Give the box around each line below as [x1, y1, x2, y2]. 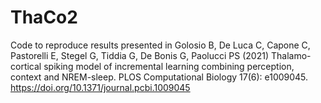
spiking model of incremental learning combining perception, [43, 60, 295, 72]
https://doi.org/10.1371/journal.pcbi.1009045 [10, 81, 191, 93]
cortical [10, 60, 42, 72]
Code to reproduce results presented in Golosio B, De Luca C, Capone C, [10, 39, 311, 51]
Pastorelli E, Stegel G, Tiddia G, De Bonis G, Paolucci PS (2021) [10, 49, 270, 61]
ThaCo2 [10, 6, 78, 29]
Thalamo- [270, 49, 312, 61]
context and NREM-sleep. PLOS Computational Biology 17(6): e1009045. [10, 71, 309, 83]
